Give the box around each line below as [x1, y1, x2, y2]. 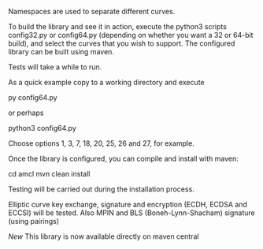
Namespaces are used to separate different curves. [8, 7, 176, 16]
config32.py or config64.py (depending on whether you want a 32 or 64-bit [8, 31, 254, 39]
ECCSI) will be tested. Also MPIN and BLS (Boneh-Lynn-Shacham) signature [8, 208, 256, 217]
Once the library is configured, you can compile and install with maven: [8, 154, 239, 163]
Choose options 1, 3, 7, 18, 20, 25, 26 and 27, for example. [8, 139, 194, 148]
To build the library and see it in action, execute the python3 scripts [8, 22, 227, 31]
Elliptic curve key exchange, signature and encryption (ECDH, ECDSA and [8, 200, 248, 209]
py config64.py [8, 93, 57, 102]
